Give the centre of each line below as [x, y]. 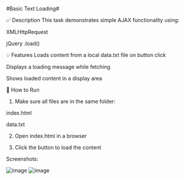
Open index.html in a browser [51, 136]
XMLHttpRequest [27, 32]
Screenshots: [22, 159]
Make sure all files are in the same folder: [65, 101]
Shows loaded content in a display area [54, 78]
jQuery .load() [23, 43]
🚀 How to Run [23, 90]
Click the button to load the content [58, 147]
